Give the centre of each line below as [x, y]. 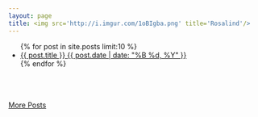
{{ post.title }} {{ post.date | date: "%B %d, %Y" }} [103, 55]
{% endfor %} [43, 63]
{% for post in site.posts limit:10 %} [79, 46]
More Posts [27, 105]
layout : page [30, 16]
